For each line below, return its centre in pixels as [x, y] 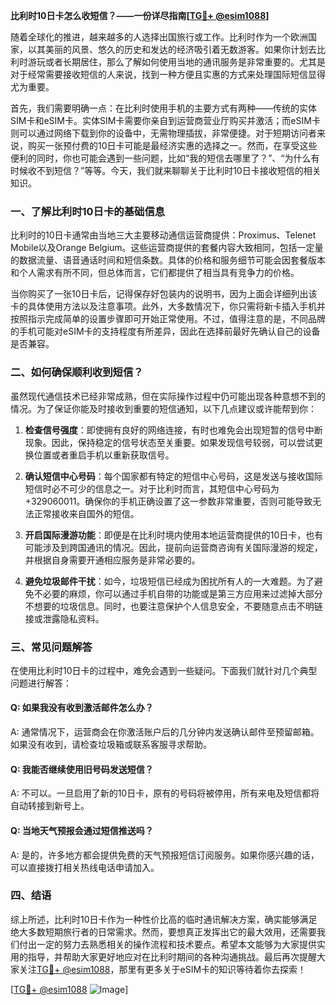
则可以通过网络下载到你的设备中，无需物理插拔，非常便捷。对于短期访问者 [163, 133]
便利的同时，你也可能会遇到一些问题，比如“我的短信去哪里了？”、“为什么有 [165, 158]
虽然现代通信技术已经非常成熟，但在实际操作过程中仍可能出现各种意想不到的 [168, 396]
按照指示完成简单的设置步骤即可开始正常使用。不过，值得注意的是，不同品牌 [168, 319]
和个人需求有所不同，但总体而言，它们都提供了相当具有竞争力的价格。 [155, 273]
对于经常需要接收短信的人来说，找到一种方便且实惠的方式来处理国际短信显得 [168, 74]
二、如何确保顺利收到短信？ [77, 372]
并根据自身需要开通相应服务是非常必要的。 [112, 560]
